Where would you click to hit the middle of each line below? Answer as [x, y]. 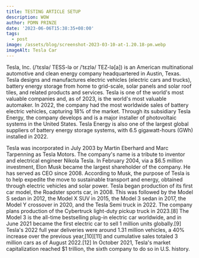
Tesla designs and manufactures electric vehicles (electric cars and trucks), [99, 79]
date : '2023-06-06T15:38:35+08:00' [50, 28]
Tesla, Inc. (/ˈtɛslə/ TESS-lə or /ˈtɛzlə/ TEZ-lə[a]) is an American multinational [100, 67]
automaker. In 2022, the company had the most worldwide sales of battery [97, 105]
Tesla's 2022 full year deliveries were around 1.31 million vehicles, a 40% [96, 230]
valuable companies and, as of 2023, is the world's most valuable [86, 98]
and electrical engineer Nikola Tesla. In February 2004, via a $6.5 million [94, 160]
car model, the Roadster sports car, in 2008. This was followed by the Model [99, 192]
